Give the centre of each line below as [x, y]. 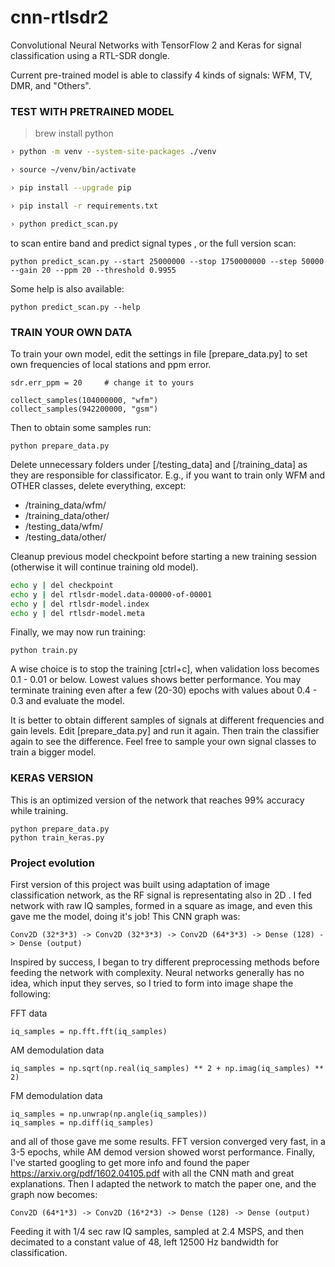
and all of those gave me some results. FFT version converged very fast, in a [168, 1141]
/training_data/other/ [67, 515]
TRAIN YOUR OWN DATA [71, 332]
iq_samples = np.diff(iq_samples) [82, 1123]
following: [30, 994]
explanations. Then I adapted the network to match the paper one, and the [163, 1184]
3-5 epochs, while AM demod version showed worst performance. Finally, [163, 1152]
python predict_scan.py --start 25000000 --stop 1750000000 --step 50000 [167, 261]
